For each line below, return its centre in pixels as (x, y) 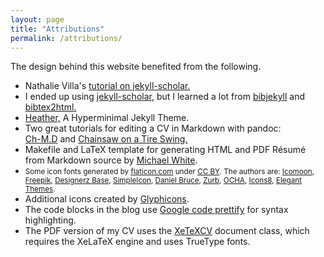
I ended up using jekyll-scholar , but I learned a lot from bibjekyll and (165, 97)
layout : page (37, 19)
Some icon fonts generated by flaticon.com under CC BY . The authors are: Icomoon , (169, 172)
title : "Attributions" (57, 29)
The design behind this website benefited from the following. (136, 67)
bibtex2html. (50, 107)
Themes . (40, 189)
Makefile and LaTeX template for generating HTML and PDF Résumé (165, 150)
